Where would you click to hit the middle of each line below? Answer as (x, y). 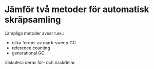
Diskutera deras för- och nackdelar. (40, 62)
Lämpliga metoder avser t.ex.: (34, 33)
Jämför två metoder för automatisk (77, 9)
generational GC (28, 53)
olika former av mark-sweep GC (44, 42)
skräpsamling (33, 20)
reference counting (31, 48)
